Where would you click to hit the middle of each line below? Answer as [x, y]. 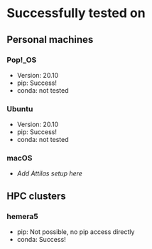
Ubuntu [20, 108]
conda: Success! [42, 240]
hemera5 [22, 216]
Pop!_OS [22, 60]
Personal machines [50, 40]
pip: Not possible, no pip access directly [76, 232]
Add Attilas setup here [50, 173]
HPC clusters [36, 196]
